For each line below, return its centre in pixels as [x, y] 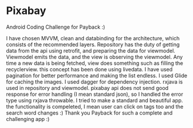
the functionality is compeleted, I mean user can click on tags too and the [95, 106]
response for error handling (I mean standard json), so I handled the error [95, 94]
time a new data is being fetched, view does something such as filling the [95, 63]
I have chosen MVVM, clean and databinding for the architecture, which [93, 38]
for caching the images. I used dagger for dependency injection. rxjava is [94, 82]
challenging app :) [28, 119]
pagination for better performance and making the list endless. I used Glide [97, 75]
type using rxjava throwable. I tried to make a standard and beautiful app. [94, 100]
